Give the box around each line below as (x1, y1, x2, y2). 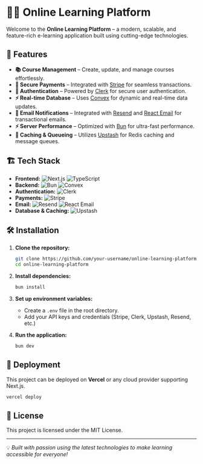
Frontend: (14, 175, 40, 182)
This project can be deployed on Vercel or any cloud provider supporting (6, 376, 188, 383)
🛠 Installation (6, 225, 59, 235)
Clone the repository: (14, 244, 70, 251)
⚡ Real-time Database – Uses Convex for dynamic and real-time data (14, 94, 188, 101)
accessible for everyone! (6, 451, 68, 458)
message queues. (14, 137, 60, 144)
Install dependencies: (14, 272, 71, 280)
